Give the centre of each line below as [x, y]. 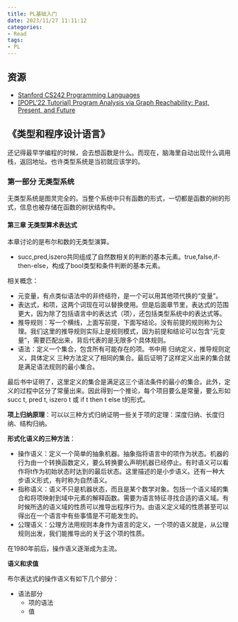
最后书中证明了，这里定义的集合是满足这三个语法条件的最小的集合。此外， [116, 382]
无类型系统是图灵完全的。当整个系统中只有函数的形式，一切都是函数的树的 [116, 198]
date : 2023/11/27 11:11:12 [47, 21]
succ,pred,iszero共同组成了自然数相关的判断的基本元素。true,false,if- [119, 257]
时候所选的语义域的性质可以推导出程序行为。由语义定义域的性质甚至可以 [123, 507]
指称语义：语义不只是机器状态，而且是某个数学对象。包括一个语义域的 [120, 489]
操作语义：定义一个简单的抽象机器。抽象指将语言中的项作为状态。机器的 [123, 454]
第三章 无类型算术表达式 [42, 225]
